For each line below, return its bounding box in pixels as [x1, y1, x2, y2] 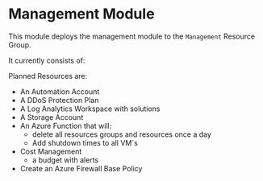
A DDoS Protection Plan [19, 95, 99, 105]
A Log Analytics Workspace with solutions [19, 104, 161, 113]
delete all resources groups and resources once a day [31, 130, 212, 139]
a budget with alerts [31, 154, 99, 165]
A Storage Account [19, 112, 84, 121]
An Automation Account [19, 86, 100, 97]
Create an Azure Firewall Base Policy [19, 163, 143, 173]
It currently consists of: [8, 56, 86, 65]
